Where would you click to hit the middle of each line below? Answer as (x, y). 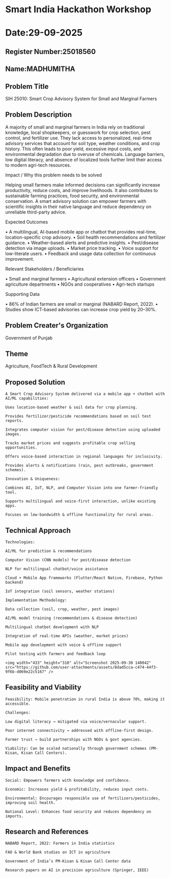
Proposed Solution (35, 382)
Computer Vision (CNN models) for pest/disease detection (68, 560)
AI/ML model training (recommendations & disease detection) (72, 618)
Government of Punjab (29, 338)
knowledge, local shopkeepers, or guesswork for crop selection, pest (78, 132)
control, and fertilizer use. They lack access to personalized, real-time (79, 138)
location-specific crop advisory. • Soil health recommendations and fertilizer (85, 237)
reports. (15, 421)
